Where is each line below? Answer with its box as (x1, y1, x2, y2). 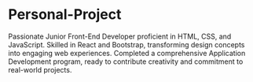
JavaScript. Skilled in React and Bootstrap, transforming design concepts (8, 39, 245, 49)
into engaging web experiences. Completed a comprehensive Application (8, 48, 246, 58)
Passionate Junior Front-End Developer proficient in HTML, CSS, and (8, 32, 232, 41)
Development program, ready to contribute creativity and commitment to (8, 57, 244, 66)
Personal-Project (8, 6, 122, 24)
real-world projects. (8, 65, 72, 74)
